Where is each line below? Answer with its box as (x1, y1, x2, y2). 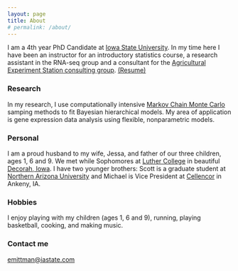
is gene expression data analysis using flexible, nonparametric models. (7, 115, 215, 123)
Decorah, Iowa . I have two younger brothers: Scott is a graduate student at (7, 164, 226, 173)
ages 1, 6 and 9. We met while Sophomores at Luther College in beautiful (7, 156, 220, 165)
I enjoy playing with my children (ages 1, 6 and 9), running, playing (7, 213, 201, 222)
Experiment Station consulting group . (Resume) (7, 66, 146, 75)
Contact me (7, 239, 49, 249)
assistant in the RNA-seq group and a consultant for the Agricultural (7, 58, 206, 67)
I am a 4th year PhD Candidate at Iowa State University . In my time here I (7, 44, 220, 52)
